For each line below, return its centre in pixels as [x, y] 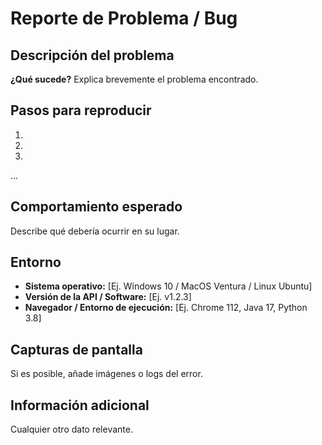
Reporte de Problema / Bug [124, 18]
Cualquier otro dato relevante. [71, 429]
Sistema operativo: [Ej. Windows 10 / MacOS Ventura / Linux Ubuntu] [168, 286]
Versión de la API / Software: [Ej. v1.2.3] [108, 297]
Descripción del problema [92, 55]
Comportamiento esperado [96, 207]
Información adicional [80, 405]
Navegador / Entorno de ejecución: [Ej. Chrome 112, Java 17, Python [166, 308]
